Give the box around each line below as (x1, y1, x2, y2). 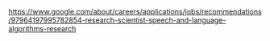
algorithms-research (8, 24, 77, 33)
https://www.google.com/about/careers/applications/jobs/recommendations (8, 7, 262, 16)
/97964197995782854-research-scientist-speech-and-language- (8, 15, 226, 25)
